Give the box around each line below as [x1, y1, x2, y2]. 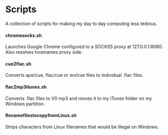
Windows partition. [5, 101, 45, 107]
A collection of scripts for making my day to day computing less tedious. [5, 20, 157, 27]
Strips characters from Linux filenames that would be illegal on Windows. [5, 124, 159, 130]
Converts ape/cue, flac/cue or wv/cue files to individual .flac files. [5, 72, 144, 78]
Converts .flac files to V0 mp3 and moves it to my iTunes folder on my [5, 95, 152, 101]
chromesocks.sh [5, 32, 42, 38]
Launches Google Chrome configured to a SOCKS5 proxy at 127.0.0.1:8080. [5, 43, 163, 50]
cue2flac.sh [5, 60, 32, 67]
